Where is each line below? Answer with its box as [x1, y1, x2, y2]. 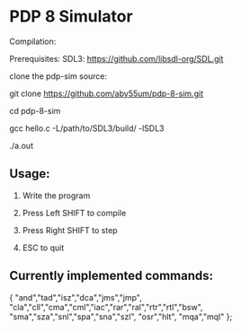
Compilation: [9, 36, 57, 47]
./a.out [9, 140, 34, 151]
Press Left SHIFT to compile [22, 207, 127, 218]
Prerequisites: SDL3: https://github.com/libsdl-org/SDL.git [9, 53, 224, 64]
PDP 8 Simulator [9, 6, 133, 27]
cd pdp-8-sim [9, 105, 61, 116]
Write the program [22, 190, 91, 201]
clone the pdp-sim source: [9, 70, 108, 82]
